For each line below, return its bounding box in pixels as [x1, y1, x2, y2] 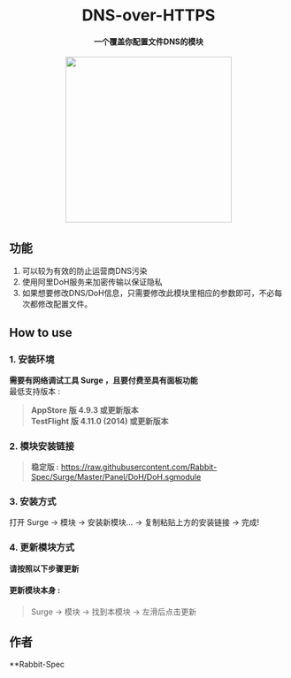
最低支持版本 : [9, 385, 60, 396]
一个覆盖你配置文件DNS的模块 [94, 36, 203, 47]
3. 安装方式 [9, 496, 57, 508]
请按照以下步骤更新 [9, 563, 80, 574]
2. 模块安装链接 [9, 439, 75, 452]
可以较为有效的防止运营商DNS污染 [21, 266, 148, 277]
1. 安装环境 [9, 353, 55, 365]
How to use [9, 324, 73, 340]
